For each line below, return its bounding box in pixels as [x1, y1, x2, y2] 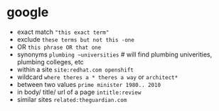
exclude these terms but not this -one [16, 35, 134, 43]
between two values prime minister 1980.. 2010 [16, 80, 161, 88]
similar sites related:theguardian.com [16, 95, 127, 103]
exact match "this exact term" [16, 28, 109, 36]
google [6, 4, 49, 21]
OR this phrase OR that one [16, 42, 102, 51]
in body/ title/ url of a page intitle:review [16, 88, 141, 96]
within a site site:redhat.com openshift [16, 65, 134, 74]
